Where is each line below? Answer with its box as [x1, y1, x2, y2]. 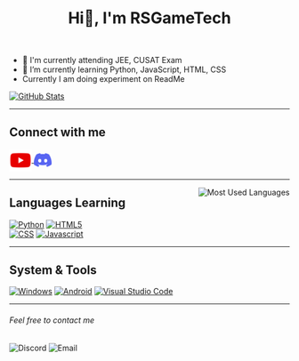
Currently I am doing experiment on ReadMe [21, 73, 185, 84]
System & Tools [9, 262, 97, 277]
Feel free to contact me [9, 315, 95, 325]
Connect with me [9, 124, 107, 140]
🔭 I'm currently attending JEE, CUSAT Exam [21, 54, 182, 65]
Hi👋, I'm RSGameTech [68, 8, 231, 28]
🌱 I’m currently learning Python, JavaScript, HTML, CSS [21, 64, 227, 75]
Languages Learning [9, 196, 126, 211]
